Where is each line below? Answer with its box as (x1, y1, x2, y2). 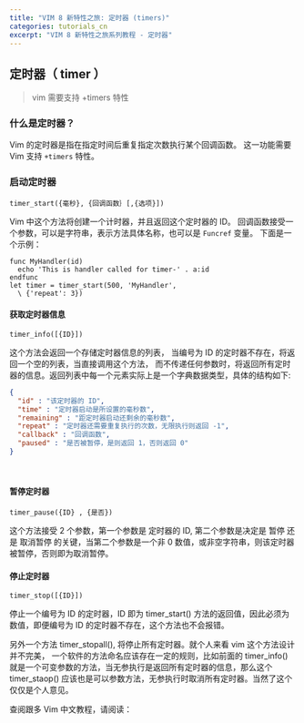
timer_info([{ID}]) (9, 330, 84, 339)
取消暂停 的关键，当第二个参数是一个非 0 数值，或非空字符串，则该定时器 (19, 536, 295, 547)
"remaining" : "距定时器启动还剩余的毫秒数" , (17, 413, 176, 423)
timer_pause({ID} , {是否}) (9, 508, 114, 517)
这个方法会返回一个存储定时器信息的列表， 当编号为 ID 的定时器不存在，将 (9, 347, 288, 358)
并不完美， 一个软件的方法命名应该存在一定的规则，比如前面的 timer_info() (9, 650, 289, 661)
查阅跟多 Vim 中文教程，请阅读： (9, 704, 133, 715)
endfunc (9, 272, 39, 282)
